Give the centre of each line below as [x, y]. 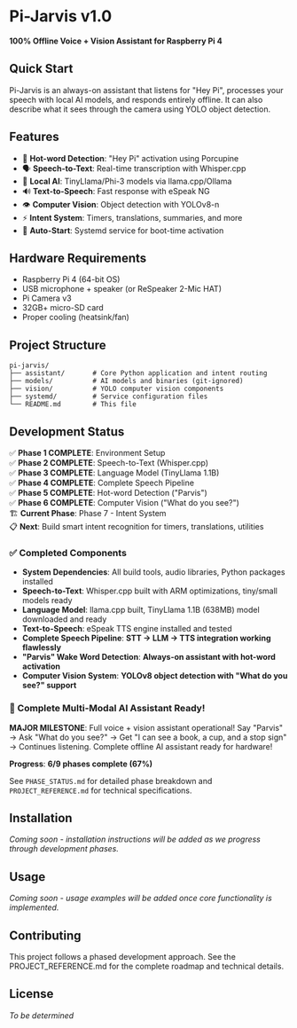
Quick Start [41, 69]
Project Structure [58, 345]
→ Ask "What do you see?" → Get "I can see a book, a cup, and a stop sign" [148, 737]
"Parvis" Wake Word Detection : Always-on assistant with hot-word [149, 657]
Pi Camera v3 [47, 298]
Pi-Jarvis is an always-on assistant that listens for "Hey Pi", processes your [146, 90]
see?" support [49, 686]
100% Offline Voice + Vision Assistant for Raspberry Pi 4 [116, 41]
